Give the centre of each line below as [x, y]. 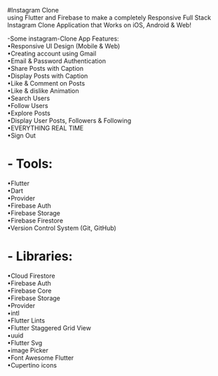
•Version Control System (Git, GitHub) [62, 228]
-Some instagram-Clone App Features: [63, 39]
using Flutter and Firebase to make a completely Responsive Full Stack [109, 18]
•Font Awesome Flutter [41, 358]
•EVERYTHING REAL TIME [46, 128]
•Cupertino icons [32, 365]
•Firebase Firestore [35, 220]
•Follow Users [28, 106]
